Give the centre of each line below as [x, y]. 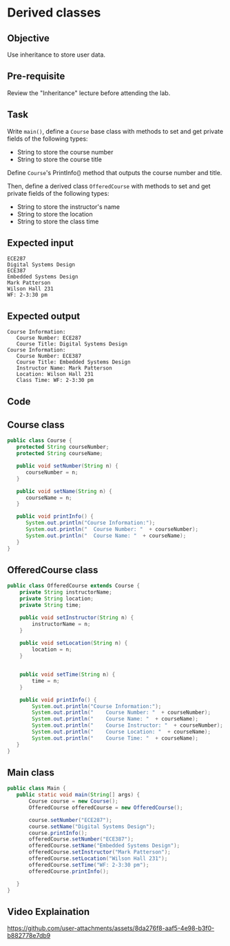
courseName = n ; [49, 498]
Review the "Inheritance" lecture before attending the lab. [89, 93]
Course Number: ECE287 [49, 338]
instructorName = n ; [61, 624]
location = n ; [52, 650]
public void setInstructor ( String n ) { [77, 617]
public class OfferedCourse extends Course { [73, 586]
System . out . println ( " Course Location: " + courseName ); [122, 732]
